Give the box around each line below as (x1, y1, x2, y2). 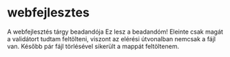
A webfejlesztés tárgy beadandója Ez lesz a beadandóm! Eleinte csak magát (7, 27, 224, 36)
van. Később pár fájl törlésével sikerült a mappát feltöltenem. (7, 42, 180, 50)
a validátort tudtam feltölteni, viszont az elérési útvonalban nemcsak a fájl (7, 34, 216, 43)
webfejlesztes (7, 5, 90, 21)
